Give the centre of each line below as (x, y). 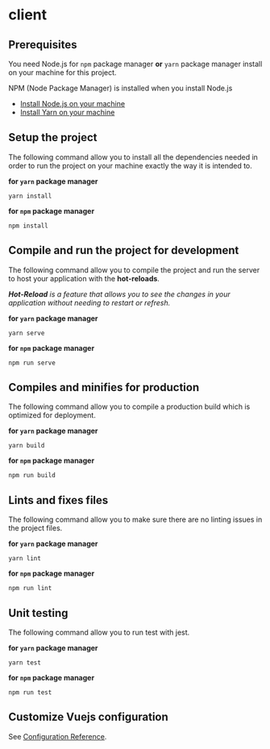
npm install (28, 226)
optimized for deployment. (52, 415)
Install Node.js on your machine (73, 104)
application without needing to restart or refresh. (89, 302)
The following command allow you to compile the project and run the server (134, 270)
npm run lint (30, 589)
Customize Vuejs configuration (89, 717)
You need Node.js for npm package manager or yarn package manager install (135, 64)
